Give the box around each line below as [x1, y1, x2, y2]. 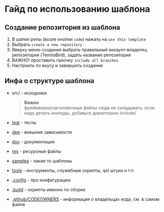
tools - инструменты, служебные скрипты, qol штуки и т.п [11, 167, 134, 173]
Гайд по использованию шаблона [4, 3, 150, 15]
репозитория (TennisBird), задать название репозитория [11, 52, 131, 58]
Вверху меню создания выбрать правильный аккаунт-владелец [11, 47, 147, 52]
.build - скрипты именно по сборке [11, 186, 86, 192]
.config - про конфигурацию [11, 177, 71, 183]
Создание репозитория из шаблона [4, 23, 121, 32]
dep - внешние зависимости [11, 129, 72, 135]
